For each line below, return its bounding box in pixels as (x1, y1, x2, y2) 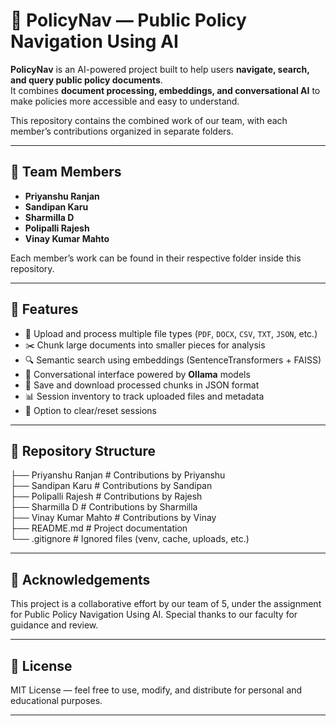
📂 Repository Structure (10, 442, 156, 459)
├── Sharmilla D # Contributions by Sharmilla (10, 501, 198, 513)
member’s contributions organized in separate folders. (10, 125, 234, 137)
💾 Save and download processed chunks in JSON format (24, 379, 260, 391)
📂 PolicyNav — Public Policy (10, 9, 247, 32)
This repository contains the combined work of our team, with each (10, 114, 288, 126)
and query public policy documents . (10, 74, 163, 86)
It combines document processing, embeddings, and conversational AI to (10, 84, 321, 96)
